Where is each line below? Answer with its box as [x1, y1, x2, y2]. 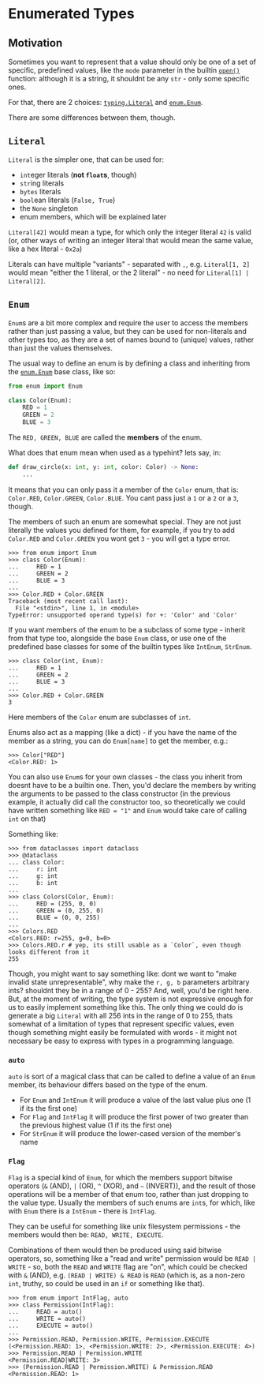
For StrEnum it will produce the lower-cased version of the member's [19, 1129, 241, 1138]
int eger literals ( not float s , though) [19, 170, 137, 179]
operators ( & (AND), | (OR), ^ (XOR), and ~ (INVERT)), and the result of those [8, 1181, 256, 1191]
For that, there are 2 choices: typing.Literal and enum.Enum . [8, 98, 203, 107]
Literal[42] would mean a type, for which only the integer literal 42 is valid [8, 227, 251, 237]
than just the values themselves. [8, 343, 113, 352]
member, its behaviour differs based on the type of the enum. [8, 1080, 207, 1090]
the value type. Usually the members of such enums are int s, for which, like [8, 1198, 255, 1208]
